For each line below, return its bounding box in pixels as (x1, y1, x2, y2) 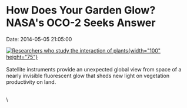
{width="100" (128, 47, 161, 54)
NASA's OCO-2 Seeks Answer (6, 16, 156, 30)
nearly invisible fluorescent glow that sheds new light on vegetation (6, 72, 170, 79)
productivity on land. (6, 78, 56, 86)
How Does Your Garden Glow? (6, 4, 156, 17)
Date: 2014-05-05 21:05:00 (6, 35, 72, 42)
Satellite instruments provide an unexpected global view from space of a (6, 66, 182, 73)
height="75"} (6, 53, 38, 60)
